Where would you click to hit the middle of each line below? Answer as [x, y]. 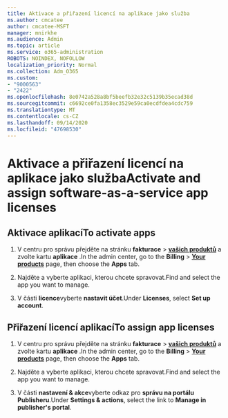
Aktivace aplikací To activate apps [82, 232]
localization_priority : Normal [52, 65]
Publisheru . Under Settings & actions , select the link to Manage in [112, 400]
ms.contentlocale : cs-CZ [43, 116]
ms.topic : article [34, 46]
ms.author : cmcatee [35, 20]
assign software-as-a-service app [108, 192]
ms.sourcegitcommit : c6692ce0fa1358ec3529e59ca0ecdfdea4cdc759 [100, 104]
